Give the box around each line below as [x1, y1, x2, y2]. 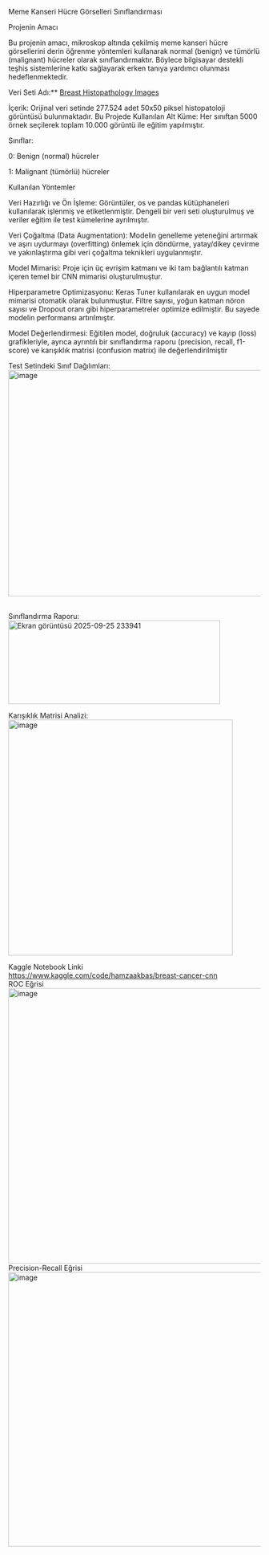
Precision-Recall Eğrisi [8, 1264, 82, 1272]
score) [8, 345, 30, 355]
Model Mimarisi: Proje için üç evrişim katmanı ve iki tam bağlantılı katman [8, 263, 249, 272]
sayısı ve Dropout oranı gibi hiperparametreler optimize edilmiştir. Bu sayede [8, 304, 260, 314]
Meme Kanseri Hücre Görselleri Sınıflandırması [8, 7, 163, 16]
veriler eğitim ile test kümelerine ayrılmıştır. [8, 215, 150, 224]
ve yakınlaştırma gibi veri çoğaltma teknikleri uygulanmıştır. [8, 248, 203, 257]
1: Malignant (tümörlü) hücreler [8, 167, 110, 176]
